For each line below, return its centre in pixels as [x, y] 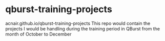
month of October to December [38, 34]
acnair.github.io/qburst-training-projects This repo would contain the [78, 23]
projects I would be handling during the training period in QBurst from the [83, 28]
